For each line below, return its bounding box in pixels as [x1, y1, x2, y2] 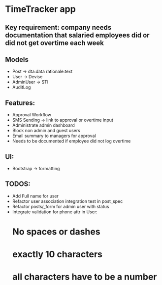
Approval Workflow [12, 112, 52, 118]
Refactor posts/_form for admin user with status [12, 203, 109, 209]
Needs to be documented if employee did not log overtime [12, 138, 131, 144]
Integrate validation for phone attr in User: [12, 209, 97, 215]
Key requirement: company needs [5, 23, 112, 32]
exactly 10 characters [12, 249, 102, 260]
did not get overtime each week [5, 39, 104, 47]
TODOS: [5, 180, 31, 189]
